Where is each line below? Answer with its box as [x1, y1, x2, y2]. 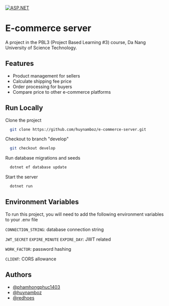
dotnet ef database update [10, 165, 67, 170]
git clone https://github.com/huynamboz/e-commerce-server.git [10, 127, 146, 132]
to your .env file [5, 216, 38, 222]
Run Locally [5, 104, 43, 112]
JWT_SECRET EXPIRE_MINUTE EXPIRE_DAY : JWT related [5, 236, 111, 242]
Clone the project [5, 117, 42, 123]
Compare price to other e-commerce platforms [12, 89, 111, 95]
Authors [5, 271, 32, 279]
